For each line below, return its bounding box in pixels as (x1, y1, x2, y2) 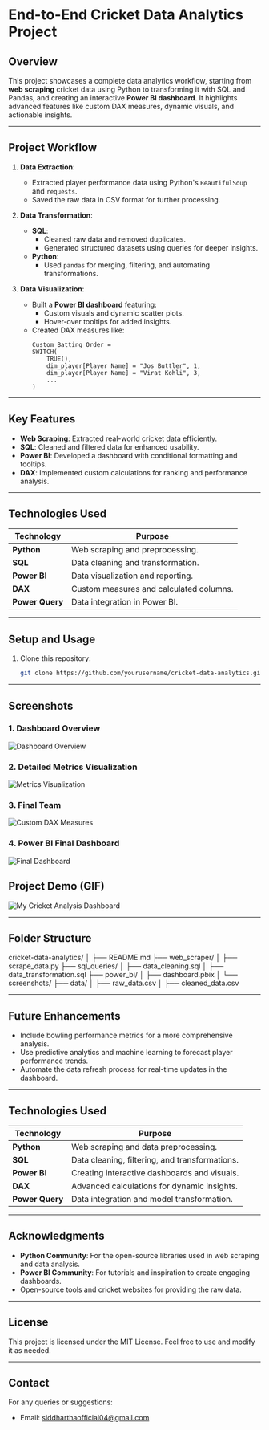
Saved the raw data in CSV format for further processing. (31, 194, 221, 204)
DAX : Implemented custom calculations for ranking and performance (19, 467, 248, 477)
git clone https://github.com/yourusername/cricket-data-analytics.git (19, 669, 264, 678)
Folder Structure (8, 931, 92, 945)
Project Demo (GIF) (8, 879, 106, 893)
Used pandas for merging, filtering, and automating (43, 259, 211, 270)
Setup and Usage (8, 632, 96, 646)
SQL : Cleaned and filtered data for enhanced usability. (19, 442, 199, 451)
